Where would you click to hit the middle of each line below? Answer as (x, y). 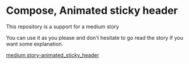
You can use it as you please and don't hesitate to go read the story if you (95, 37)
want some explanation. (35, 44)
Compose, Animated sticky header (92, 11)
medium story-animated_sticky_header (52, 55)
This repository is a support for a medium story (63, 27)
